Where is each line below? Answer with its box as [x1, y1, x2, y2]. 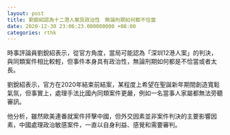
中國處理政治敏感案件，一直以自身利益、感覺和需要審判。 [18, 121, 181, 129]
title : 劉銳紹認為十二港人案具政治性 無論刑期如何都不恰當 [7, 16, 156, 23]
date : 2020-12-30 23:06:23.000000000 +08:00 [7, 23, 136, 29]
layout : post [7, 10, 44, 17]
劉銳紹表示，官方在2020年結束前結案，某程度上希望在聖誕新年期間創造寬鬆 [7, 80, 220, 89]
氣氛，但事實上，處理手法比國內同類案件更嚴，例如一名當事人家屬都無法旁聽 [7, 89, 223, 97]
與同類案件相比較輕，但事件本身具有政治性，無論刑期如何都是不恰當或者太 [7, 58, 217, 66]
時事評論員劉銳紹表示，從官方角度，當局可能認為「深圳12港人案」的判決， [7, 49, 218, 57]
